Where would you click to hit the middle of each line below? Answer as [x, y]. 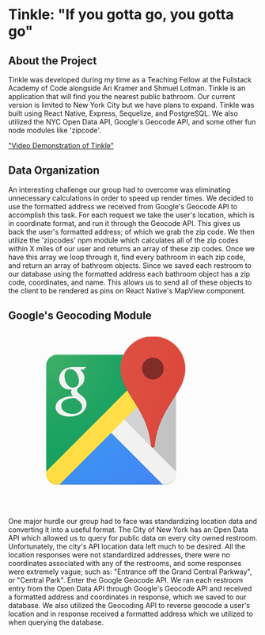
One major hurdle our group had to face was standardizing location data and [132, 521]
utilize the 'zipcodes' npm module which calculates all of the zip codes [123, 240]
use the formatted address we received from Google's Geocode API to [123, 206]
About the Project [53, 61]
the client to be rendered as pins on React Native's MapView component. [127, 290]
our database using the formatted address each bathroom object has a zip [129, 274]
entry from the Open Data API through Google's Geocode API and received [130, 588]
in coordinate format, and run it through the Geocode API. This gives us [125, 223]
